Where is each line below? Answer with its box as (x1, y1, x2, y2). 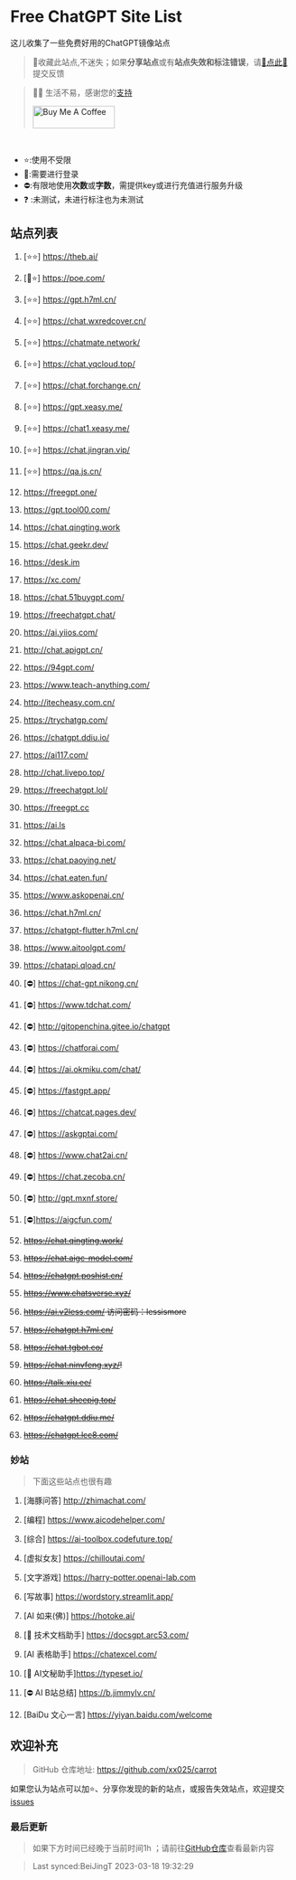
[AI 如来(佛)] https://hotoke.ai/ (23, 1611, 135, 1621)
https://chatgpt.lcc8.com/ (23, 1429, 119, 1440)
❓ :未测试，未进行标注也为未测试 (23, 194, 144, 204)
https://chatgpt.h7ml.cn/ (23, 1324, 114, 1335)
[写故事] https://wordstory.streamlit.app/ (23, 1592, 174, 1602)
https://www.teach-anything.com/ (23, 679, 150, 690)
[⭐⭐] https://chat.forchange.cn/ (23, 380, 141, 391)
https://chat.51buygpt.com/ (23, 591, 125, 602)
